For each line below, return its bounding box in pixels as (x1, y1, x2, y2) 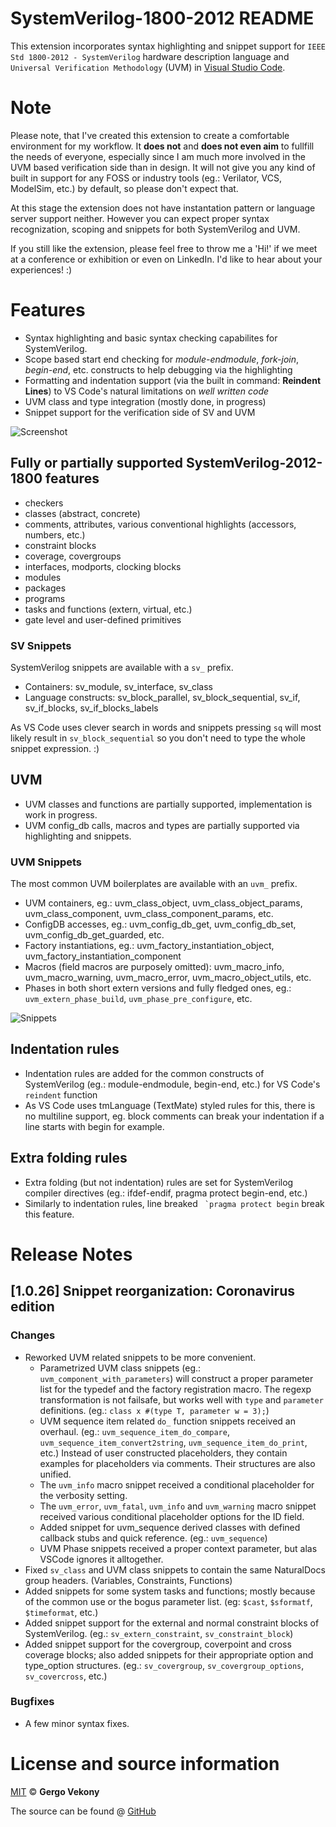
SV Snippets (10, 638, 72, 652)
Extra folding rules (10, 1150, 128, 1167)
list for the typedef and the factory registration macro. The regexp (39, 1383, 312, 1395)
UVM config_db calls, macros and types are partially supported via (24, 819, 300, 831)
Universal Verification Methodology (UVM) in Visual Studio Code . (10, 61, 286, 73)
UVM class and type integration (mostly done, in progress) (24, 395, 267, 407)
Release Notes (10, 1243, 133, 1266)
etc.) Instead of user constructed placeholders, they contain (39, 1447, 288, 1459)
